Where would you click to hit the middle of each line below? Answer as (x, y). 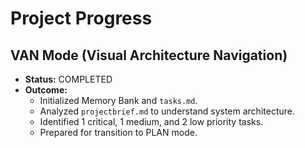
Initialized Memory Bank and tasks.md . (118, 100)
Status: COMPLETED (68, 79)
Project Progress (81, 18)
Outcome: (46, 90)
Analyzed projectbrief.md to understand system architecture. (167, 111)
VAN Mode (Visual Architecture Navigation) (149, 55)
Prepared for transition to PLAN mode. (118, 132)
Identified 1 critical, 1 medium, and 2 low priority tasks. (151, 121)
